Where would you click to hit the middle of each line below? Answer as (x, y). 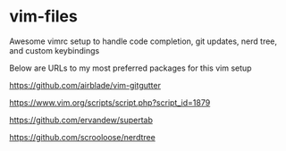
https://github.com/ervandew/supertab (81, 120)
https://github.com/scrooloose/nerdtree (83, 137)
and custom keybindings (55, 50)
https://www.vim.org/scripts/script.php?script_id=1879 (110, 102)
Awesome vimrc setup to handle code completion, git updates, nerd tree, (143, 41)
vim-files (43, 17)
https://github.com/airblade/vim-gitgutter (85, 85)
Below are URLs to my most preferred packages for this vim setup (130, 68)
